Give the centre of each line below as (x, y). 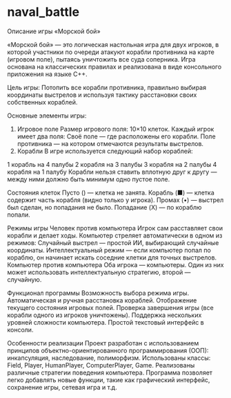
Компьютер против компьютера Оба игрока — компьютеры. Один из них (115, 264)
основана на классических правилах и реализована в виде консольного (114, 66)
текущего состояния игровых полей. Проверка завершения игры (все (110, 307)
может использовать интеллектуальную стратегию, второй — (99, 272)
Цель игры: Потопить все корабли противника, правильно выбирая (107, 87)
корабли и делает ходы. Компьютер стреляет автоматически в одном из (115, 235)
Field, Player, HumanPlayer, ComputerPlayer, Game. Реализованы (101, 365)
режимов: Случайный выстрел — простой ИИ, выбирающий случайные (113, 242)
